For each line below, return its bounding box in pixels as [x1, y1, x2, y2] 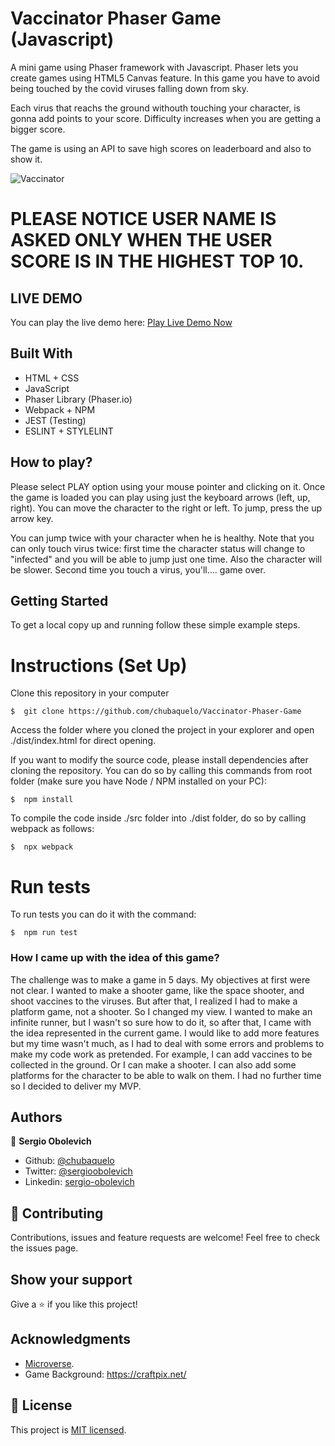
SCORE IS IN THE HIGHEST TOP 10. [10, 250, 305, 273]
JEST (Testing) [24, 414, 87, 426]
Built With [10, 345, 73, 362]
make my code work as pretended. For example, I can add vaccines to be [10, 1048, 313, 1060]
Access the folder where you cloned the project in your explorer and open [10, 724, 315, 736]
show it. [10, 153, 43, 165]
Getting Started [10, 592, 109, 609]
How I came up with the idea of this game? [10, 951, 220, 965]
